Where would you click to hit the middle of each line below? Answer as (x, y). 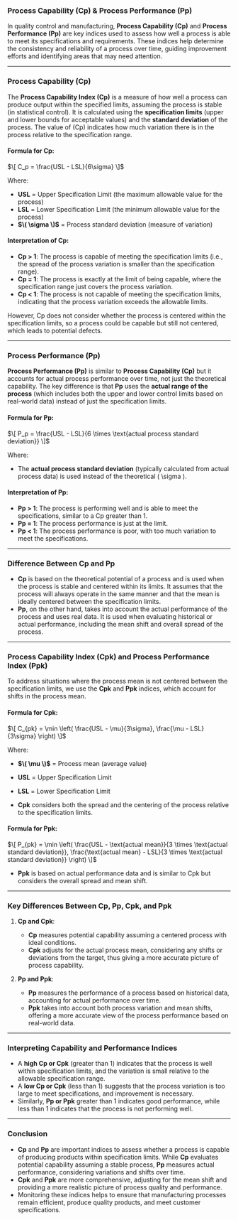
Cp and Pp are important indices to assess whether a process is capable (124, 1149)
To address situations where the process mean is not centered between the (118, 681)
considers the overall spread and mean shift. (83, 880)
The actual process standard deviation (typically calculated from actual (123, 468)
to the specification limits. (55, 812)
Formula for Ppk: (33, 828)
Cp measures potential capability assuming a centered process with (127, 935)
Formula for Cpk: (33, 712)
